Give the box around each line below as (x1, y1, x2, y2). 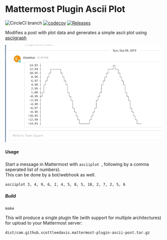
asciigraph (5, 35, 27, 41)
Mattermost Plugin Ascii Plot (5, 3, 126, 15)
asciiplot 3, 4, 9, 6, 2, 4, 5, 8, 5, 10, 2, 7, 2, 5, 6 (5, 182, 126, 187)
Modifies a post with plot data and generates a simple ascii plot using (5, 29, 147, 35)
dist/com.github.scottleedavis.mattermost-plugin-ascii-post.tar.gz (5, 230, 150, 235)
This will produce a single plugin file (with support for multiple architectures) (5, 215, 162, 221)
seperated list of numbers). (5, 166, 61, 172)
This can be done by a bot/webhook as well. (5, 172, 96, 178)
